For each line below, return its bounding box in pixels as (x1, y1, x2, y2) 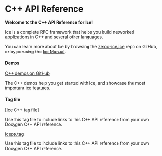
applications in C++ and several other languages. (5, 34, 103, 40)
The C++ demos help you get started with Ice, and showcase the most (5, 80, 146, 86)
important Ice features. (5, 85, 51, 91)
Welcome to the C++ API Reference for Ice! (5, 19, 93, 25)
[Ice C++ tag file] (5, 107, 39, 113)
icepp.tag (5, 131, 24, 137)
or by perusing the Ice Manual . (5, 49, 66, 54)
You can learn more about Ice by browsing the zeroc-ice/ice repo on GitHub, (5, 43, 158, 49)
